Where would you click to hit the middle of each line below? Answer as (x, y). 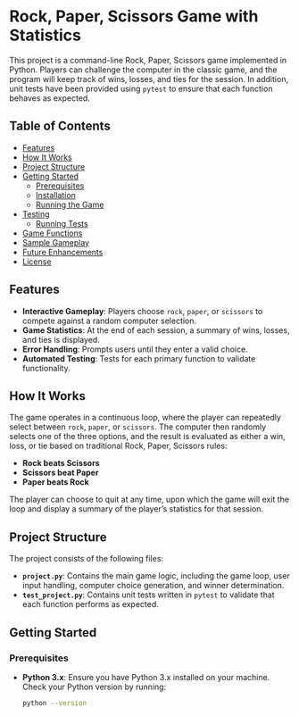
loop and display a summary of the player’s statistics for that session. (137, 509)
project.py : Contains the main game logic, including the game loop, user (156, 576)
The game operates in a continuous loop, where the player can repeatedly (145, 418)
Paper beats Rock (55, 482)
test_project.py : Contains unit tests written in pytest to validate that (148, 595)
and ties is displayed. (61, 339)
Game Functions (52, 233)
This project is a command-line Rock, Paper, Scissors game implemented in (148, 60)
